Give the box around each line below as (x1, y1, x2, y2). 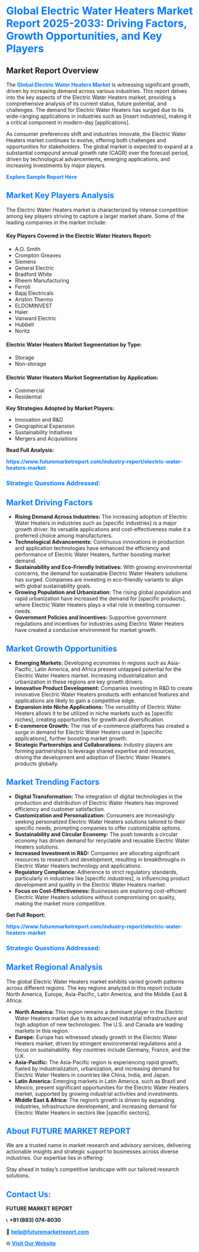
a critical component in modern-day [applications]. (6, 119, 130, 126)
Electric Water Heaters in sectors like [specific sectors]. (14, 1109, 151, 1116)
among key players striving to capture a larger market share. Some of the (6, 212, 185, 220)
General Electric (14, 265, 54, 272)
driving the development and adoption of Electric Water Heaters (14, 753, 171, 760)
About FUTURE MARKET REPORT (6, 1126, 131, 1136)
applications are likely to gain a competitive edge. (14, 697, 136, 704)
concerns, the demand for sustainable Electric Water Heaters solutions (14, 570, 188, 577)
